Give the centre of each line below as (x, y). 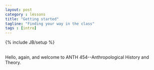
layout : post (19, 10)
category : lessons (25, 14)
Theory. (13, 63)
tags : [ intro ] (21, 28)
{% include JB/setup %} (30, 42)
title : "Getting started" (32, 19)
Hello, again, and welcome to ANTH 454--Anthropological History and (77, 57)
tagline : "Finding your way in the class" (50, 24)
